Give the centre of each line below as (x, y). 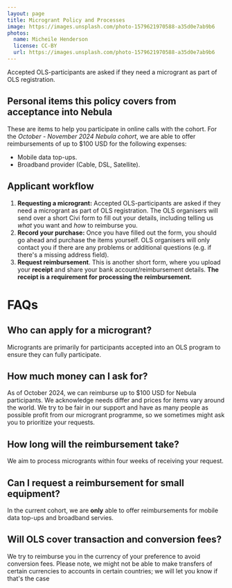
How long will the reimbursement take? (93, 444)
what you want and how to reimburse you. (77, 225)
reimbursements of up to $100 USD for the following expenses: (97, 144)
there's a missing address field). (63, 255)
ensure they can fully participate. (54, 354)
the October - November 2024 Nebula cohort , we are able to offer (101, 136)
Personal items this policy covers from (92, 101)
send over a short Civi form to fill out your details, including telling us (115, 218)
